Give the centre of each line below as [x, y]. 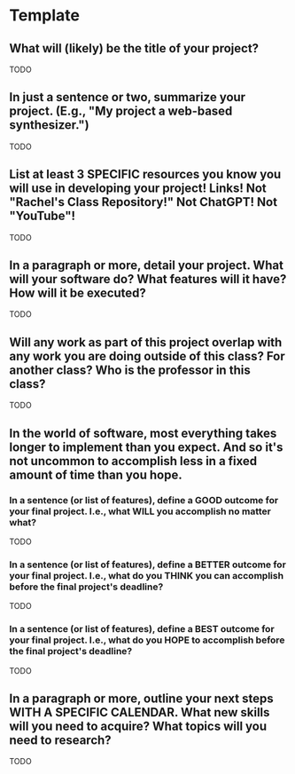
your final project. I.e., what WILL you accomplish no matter [140, 511]
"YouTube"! [43, 216]
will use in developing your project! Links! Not [138, 189]
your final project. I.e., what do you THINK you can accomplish [147, 575]
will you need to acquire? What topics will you [138, 726]
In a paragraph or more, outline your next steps [141, 698]
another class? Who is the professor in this [130, 370]
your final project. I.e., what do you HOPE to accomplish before [147, 640]
